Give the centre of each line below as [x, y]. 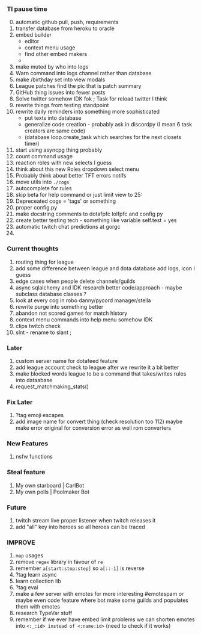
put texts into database [53, 118]
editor [32, 42]
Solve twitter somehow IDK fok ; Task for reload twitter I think [91, 99]
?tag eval [27, 587]
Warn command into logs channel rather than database [83, 73]
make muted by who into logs [52, 67]
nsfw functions [34, 457]
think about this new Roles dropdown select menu [77, 169]
